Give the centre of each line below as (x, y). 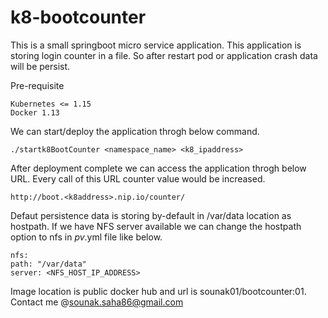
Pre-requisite (37, 85)
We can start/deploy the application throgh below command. (135, 131)
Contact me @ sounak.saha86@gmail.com (97, 302)
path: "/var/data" (48, 264)
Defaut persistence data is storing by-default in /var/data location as (151, 215)
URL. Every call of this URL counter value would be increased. (138, 178)
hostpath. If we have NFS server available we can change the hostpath (156, 226)
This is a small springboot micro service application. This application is (156, 45)
